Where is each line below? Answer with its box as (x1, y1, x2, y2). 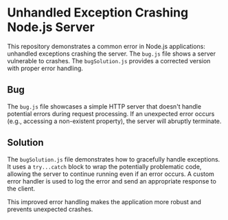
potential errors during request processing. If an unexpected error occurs (7, 109, 215, 118)
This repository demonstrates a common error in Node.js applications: (7, 42, 206, 50)
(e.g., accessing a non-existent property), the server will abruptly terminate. (7, 117, 222, 125)
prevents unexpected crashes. (7, 205, 93, 213)
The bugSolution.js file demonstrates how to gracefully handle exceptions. (7, 155, 220, 163)
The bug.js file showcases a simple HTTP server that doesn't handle (7, 102, 201, 111)
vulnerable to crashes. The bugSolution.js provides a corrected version (7, 56, 211, 65)
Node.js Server (7, 19, 95, 35)
